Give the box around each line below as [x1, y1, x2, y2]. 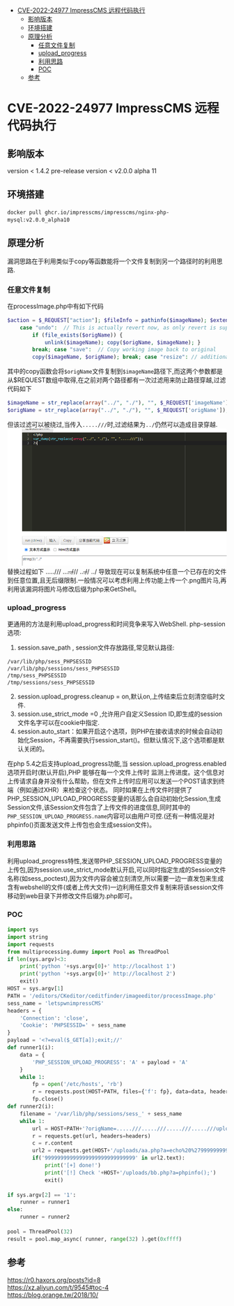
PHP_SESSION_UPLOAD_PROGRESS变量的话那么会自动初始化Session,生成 [7, 794, 221, 802]
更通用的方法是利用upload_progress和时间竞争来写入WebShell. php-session [7, 619, 226, 628]
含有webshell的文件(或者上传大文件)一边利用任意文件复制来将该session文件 [7, 883, 224, 891]
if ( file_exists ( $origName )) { [32, 331, 123, 339]
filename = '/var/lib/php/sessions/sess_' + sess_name [19, 1110, 182, 1117]
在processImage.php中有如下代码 [7, 302, 104, 310]
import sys [7, 926, 39, 934]
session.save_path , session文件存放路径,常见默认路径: [17, 643, 175, 652]
